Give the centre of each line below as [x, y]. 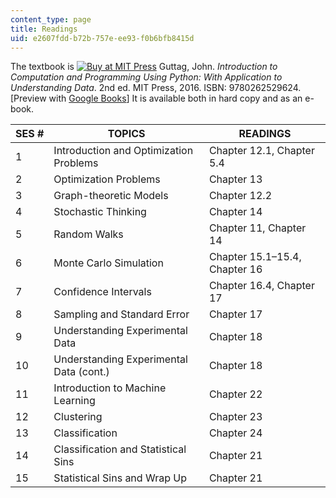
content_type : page [51, 19]
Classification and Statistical [120, 449]
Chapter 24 [235, 433]
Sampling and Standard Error [121, 314]
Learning [74, 401]
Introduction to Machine [110, 388]
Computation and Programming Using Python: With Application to [146, 77]
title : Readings [44, 29]
